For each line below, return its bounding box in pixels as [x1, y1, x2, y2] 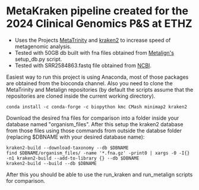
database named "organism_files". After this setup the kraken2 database [6, 120, 184, 127]
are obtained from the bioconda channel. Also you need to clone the [6, 79, 173, 87]
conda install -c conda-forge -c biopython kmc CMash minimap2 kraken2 [6, 104, 187, 110]
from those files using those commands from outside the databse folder [6, 127, 182, 134]
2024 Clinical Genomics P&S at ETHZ [6, 17, 192, 30]
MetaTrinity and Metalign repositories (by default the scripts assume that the [6, 86, 194, 93]
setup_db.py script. [14, 55, 62, 63]
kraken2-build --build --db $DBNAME [6, 160, 97, 166]
